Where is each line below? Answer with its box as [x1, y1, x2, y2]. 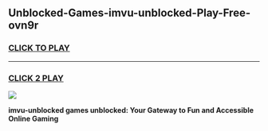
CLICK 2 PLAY [8, 72, 64, 83]
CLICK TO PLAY [8, 43, 70, 54]
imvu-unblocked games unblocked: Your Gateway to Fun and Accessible [8, 105, 254, 114]
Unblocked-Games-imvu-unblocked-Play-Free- [8, 6, 251, 20]
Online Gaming [8, 114, 59, 123]
